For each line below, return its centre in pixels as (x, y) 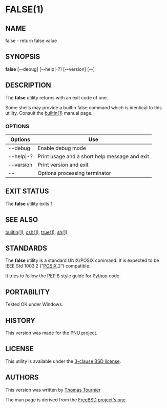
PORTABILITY (28, 292)
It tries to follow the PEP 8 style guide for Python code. (63, 276)
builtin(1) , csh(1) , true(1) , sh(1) (36, 232)
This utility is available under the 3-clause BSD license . (63, 361)
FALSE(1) (25, 9)
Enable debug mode (62, 148)
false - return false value (31, 40)
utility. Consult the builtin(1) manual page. (49, 113)
